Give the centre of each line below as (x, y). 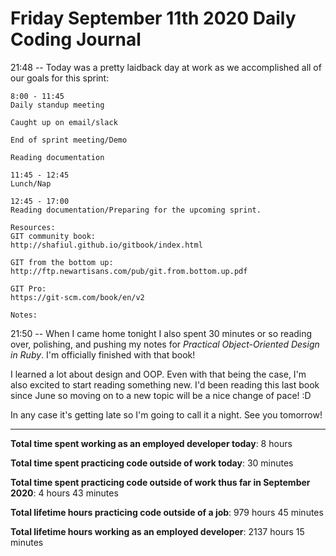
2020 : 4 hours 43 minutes (64, 493)
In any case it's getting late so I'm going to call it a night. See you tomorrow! (166, 414)
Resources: (33, 227)
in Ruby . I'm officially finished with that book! (103, 354)
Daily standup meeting (57, 105)
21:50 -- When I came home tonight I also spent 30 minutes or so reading (161, 333)
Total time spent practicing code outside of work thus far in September (160, 482)
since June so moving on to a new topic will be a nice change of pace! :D (161, 395)
